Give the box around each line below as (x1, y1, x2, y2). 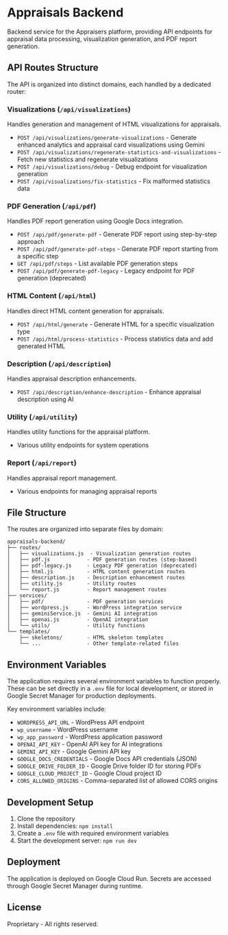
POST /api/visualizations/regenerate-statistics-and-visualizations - (16, 148, 221, 156)
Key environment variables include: (7, 705, 106, 714)
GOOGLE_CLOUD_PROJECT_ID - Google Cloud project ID (16, 769, 162, 777)
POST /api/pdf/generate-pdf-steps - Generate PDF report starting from (16, 245, 218, 253)
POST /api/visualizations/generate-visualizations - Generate (16, 134, 197, 142)
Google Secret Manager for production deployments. (7, 692, 156, 700)
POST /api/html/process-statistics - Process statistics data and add (16, 335, 214, 343)
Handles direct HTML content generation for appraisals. (7, 306, 164, 315)
